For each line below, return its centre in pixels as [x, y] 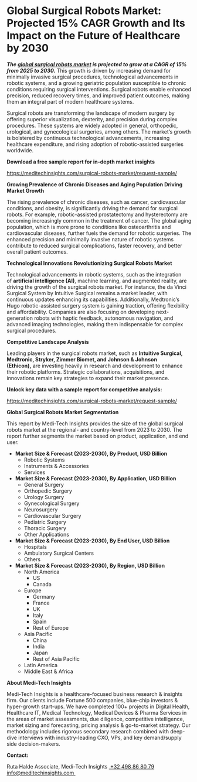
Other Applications [47, 534]
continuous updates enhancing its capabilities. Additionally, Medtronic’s [93, 299]
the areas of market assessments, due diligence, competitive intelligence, [96, 719]
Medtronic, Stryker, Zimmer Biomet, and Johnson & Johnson [82, 359]
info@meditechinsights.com [40, 773]
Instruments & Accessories [56, 466]
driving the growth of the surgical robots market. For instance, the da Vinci [97, 287]
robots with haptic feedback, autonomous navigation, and [103, 318]
